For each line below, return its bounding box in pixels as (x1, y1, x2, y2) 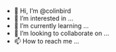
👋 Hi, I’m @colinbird (13, 7, 72, 15)
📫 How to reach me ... (13, 37, 79, 45)
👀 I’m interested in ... (13, 14, 74, 22)
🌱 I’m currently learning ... (13, 22, 89, 30)
